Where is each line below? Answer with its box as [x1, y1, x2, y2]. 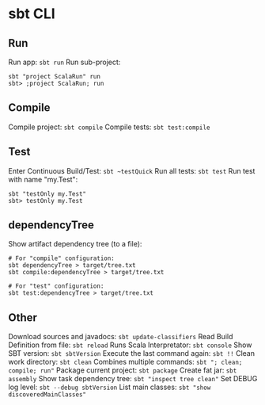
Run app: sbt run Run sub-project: [8, 57, 121, 67]
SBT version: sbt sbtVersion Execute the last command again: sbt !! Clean [8, 349, 256, 358]
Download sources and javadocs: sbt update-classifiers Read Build [8, 332, 233, 342]
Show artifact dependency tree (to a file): [8, 239, 142, 249]
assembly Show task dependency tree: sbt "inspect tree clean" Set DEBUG [8, 374, 258, 384]
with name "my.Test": [8, 174, 78, 184]
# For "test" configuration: [8, 282, 104, 290]
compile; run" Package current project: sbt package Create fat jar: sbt [8, 365, 237, 375]
